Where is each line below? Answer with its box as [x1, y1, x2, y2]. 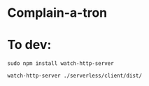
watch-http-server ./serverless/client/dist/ [7, 72, 142, 80]
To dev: [7, 37, 52, 53]
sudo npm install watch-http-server [7, 60, 114, 67]
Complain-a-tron [7, 5, 107, 21]
